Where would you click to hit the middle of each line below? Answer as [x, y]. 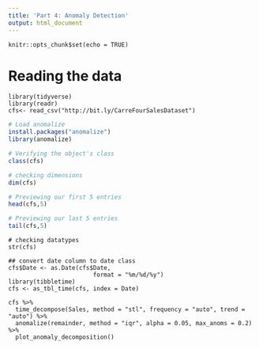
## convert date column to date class [72, 261]
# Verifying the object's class [61, 154]
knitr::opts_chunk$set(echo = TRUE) [68, 44]
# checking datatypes [44, 241]
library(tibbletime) [42, 282]
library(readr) [33, 104]
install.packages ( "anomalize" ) [60, 132]
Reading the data [65, 76]
